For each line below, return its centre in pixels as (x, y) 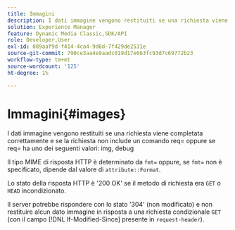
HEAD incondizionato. (37, 190)
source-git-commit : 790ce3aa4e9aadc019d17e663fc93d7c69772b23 (100, 54)
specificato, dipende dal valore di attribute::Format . (84, 169)
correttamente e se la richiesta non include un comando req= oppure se (112, 141)
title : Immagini (31, 14)
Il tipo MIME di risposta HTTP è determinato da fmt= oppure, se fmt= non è (115, 162)
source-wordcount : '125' (44, 66)
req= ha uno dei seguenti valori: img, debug (71, 148)
